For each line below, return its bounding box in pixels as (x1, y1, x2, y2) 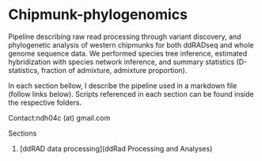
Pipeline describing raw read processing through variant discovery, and (8, 32, 241, 41)
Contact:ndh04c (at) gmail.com (8, 113, 111, 122)
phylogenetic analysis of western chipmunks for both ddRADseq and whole (8, 40, 254, 49)
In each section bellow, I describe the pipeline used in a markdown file (8, 81, 237, 90)
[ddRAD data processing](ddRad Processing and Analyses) (19, 144, 213, 153)
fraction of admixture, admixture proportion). (40, 65, 188, 75)
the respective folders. (8, 98, 82, 107)
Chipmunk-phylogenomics (8, 6, 188, 24)
